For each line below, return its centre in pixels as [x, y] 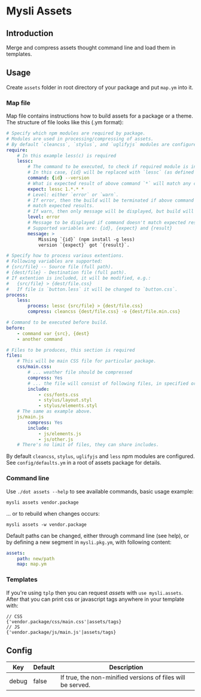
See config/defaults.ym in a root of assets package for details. [84, 463]
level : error [44, 217]
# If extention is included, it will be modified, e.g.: [79, 278]
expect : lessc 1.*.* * [56, 189]
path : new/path [36, 559]
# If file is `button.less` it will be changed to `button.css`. [92, 289]
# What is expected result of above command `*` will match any [109, 183]
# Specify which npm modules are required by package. [76, 133]
